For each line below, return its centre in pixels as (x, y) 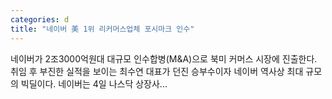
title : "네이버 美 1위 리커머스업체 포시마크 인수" (102, 29)
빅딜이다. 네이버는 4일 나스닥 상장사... (94, 83)
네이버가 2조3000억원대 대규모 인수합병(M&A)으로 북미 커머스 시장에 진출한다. (164, 58)
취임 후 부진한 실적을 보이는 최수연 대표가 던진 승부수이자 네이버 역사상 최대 (157, 71)
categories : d (40, 19)
